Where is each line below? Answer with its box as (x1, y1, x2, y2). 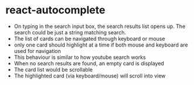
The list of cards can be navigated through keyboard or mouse (13, 35, 165, 42)
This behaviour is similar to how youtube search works (13, 54, 146, 61)
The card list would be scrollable (13, 66, 93, 73)
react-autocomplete (5, 3, 105, 17)
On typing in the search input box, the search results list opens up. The (13, 23, 186, 30)
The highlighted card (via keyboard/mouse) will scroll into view (13, 72, 166, 79)
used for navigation (13, 47, 61, 54)
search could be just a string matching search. (13, 29, 127, 36)
